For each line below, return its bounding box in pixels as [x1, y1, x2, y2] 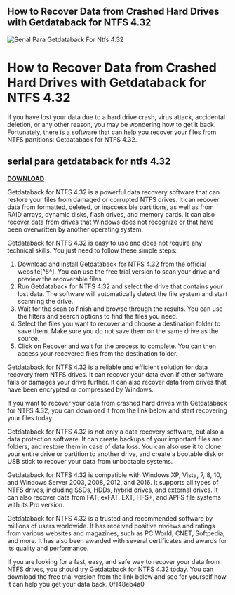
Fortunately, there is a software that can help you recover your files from [7, 128, 217, 136]
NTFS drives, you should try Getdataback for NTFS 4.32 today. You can [7, 565, 214, 573]
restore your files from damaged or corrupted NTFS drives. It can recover [7, 195, 220, 203]
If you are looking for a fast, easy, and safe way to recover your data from [7, 557, 220, 566]
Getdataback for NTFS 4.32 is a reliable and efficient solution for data [7, 363, 208, 371]
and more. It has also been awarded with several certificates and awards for [7, 536, 227, 544]
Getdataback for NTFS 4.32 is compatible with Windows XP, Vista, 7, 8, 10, [7, 470, 222, 479]
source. [17, 334, 40, 342]
